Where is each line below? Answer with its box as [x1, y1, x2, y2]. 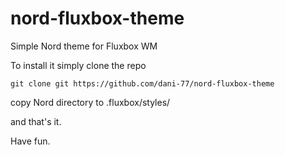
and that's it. [10, 115, 62, 127]
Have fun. [10, 135, 51, 147]
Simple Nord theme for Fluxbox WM [10, 40, 158, 52]
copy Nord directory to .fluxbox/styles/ [10, 96, 171, 108]
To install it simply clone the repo [10, 59, 147, 71]
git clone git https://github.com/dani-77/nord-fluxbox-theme [10, 78, 275, 89]
